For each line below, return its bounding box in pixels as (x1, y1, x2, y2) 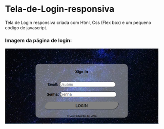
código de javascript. (5, 24, 48, 30)
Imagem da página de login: (5, 37, 72, 43)
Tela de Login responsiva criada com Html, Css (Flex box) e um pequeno (5, 20, 151, 25)
